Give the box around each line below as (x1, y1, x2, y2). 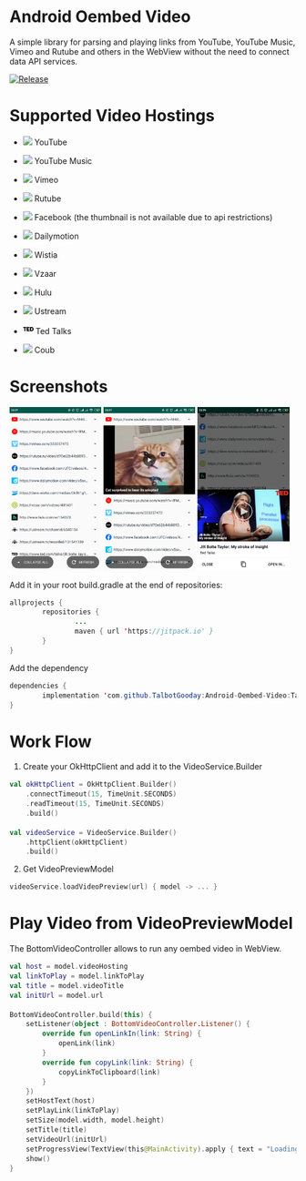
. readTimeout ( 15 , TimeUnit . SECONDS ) (25, 799, 166, 809)
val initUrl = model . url (9, 991, 104, 1000)
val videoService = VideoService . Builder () (9, 828, 178, 837)
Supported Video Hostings (9, 106, 216, 127)
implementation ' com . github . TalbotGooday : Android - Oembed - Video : (42, 690, 291, 700)
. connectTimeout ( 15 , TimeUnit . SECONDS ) (25, 789, 178, 799)
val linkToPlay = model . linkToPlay (9, 972, 145, 981)
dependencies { (9, 681, 67, 690)
